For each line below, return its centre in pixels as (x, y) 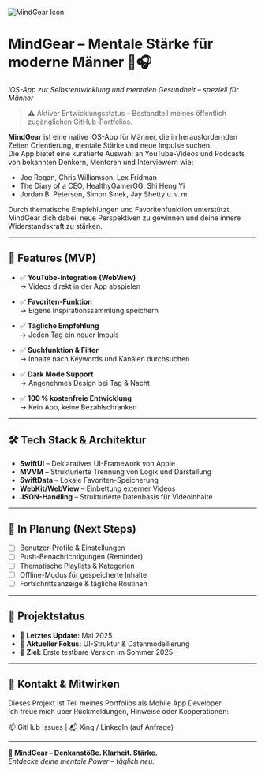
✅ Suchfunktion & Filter (59, 350)
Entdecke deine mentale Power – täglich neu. (82, 761)
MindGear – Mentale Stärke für (111, 44)
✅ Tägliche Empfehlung (60, 325)
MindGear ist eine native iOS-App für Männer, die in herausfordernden (123, 136)
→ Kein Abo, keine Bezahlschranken (78, 407)
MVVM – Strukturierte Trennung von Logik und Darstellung (115, 471)
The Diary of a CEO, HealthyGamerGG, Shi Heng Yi (102, 185)
